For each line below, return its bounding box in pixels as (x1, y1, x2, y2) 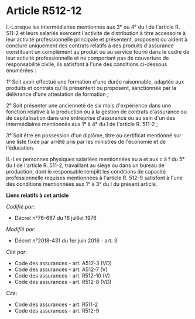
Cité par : (6, 248, 28, 255)
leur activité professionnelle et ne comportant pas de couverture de (6, 54, 169, 61)
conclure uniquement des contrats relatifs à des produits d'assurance (6, 42, 174, 49)
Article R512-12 (6, 4, 82, 18)
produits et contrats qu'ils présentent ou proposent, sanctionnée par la (6, 84, 177, 91)
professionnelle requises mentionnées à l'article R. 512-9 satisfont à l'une (6, 174, 183, 181)
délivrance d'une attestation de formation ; (6, 91, 110, 98)
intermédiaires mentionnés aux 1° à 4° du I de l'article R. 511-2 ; (6, 120, 158, 127)
